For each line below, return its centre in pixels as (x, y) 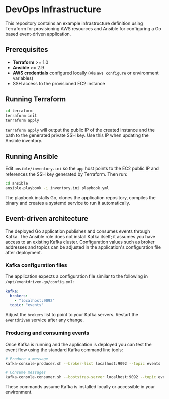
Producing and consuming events (47, 333)
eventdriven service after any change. (45, 320)
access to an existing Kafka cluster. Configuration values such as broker (80, 242)
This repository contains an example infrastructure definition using (74, 23)
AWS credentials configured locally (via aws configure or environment (86, 73)
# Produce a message (27, 359)
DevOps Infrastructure (53, 9)
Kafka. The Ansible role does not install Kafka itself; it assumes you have (80, 236)
